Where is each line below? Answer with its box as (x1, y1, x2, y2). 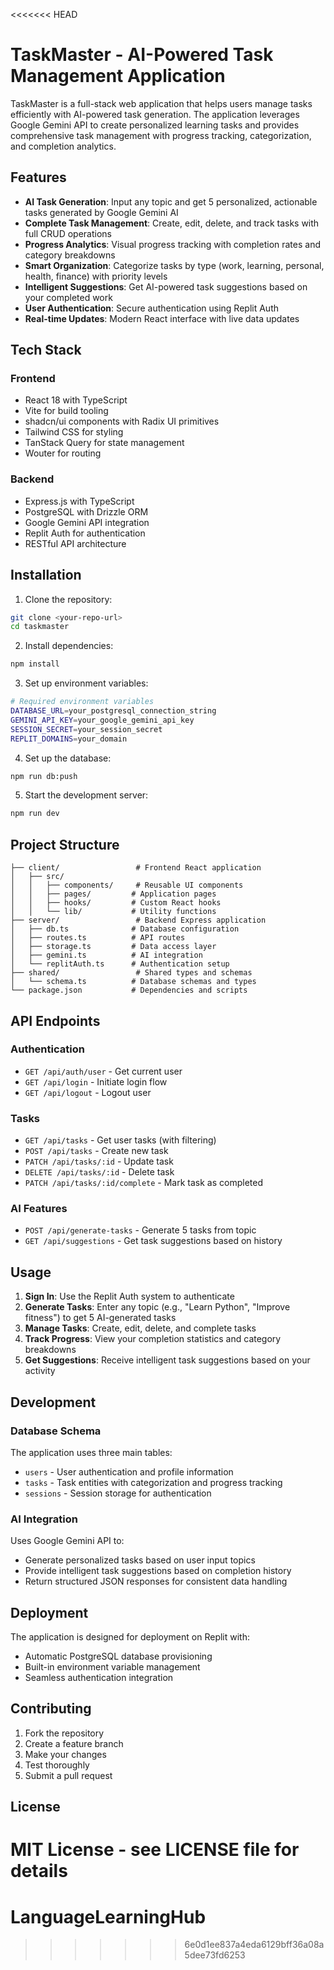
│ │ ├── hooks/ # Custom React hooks (10, 898, 222, 908)
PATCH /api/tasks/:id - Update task (24, 1155, 174, 1168)
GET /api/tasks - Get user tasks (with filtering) (24, 1134, 217, 1146)
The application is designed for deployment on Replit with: (10, 1631, 250, 1643)
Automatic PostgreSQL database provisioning (24, 1650, 213, 1662)
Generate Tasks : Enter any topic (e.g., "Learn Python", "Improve (24, 1301, 291, 1313)
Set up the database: (24, 752, 112, 764)
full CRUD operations (24, 227, 112, 239)
